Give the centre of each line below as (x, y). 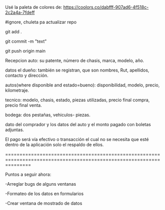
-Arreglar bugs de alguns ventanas (41, 184)
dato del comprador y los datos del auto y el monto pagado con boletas (78, 124)
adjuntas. (15, 130)
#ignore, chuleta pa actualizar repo (41, 22)
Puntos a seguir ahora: (28, 174)
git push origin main (26, 51)
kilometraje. (17, 90)
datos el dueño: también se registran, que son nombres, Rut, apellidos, (77, 70)
